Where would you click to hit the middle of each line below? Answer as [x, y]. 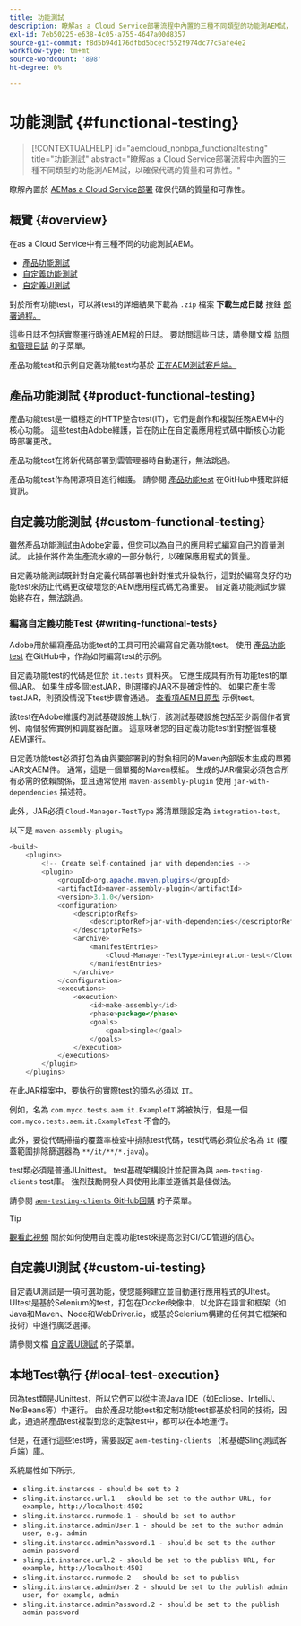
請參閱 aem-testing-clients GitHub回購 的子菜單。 [103, 1200]
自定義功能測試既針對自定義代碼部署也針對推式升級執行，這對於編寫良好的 [146, 576]
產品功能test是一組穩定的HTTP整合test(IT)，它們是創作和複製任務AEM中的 [147, 419]
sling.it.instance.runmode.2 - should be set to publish [131, 1578]
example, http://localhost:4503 [82, 1568]
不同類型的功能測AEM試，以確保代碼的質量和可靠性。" [140, 170]
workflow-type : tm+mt [50, 51]
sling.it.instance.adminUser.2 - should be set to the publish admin [155, 1587]
